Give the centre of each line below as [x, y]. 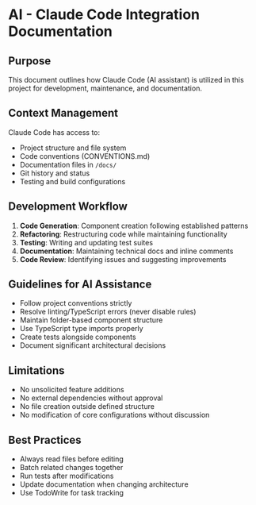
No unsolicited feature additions [72, 390]
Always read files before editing [72, 459]
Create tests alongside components [78, 337]
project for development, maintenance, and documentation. [105, 88]
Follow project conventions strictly [76, 303]
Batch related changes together [71, 468]
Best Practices [45, 439]
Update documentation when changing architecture [104, 484]
